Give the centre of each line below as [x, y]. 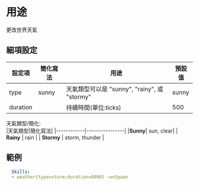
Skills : [21, 172]
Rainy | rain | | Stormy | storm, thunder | [55, 137]
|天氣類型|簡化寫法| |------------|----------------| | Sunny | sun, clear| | [92, 131]
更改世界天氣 [22, 30]
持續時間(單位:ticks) [94, 108]
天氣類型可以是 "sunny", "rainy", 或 [115, 89]
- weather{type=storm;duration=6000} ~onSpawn [70, 177]
